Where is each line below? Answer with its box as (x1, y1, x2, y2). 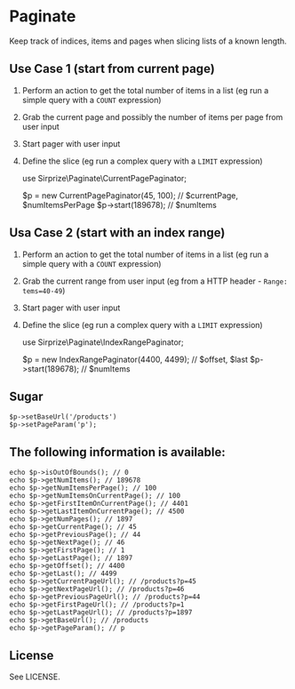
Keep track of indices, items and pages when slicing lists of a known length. (9, 36, 287, 46)
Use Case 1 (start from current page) (9, 61, 215, 76)
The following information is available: (9, 445, 226, 460)
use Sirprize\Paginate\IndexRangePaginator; (21, 336, 184, 348)
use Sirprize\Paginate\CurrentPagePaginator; (21, 172, 187, 183)
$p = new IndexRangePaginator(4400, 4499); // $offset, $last (21, 354, 249, 365)
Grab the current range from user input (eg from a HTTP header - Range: (21, 276, 288, 286)
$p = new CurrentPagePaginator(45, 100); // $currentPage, (21, 189, 238, 201)
